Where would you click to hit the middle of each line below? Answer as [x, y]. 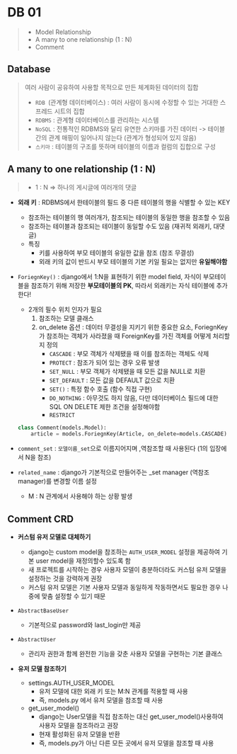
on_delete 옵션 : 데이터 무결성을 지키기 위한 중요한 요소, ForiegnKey [133, 327]
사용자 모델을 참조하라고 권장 [79, 726]
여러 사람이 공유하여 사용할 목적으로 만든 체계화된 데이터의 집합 [111, 87]
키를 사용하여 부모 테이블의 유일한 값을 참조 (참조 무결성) [116, 253]
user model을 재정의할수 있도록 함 [83, 561]
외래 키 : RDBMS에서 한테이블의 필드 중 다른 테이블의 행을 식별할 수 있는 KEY [124, 202]
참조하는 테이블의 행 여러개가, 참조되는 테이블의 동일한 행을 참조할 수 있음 [129, 217]
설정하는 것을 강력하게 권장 [65, 578]
